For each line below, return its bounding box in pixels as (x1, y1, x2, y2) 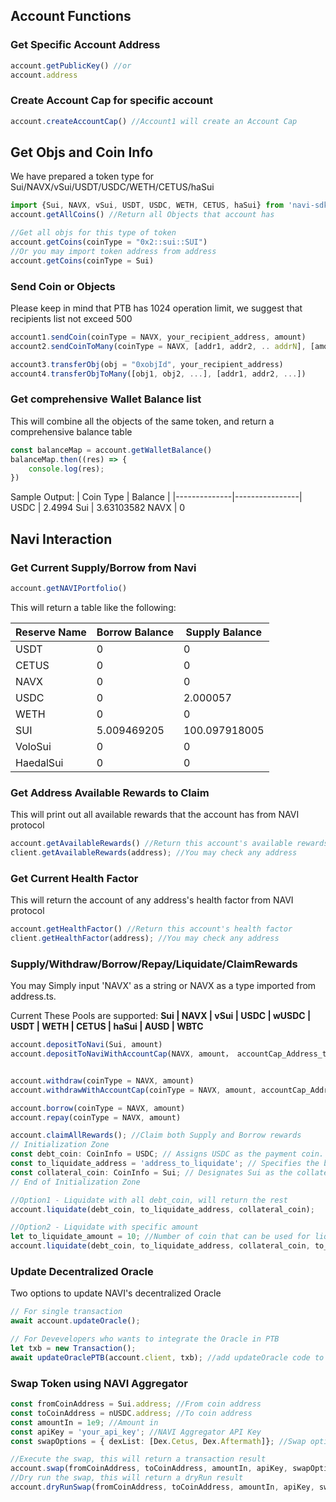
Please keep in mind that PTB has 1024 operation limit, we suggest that (10, 302, 303, 314)
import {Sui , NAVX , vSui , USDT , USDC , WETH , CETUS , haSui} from (10, 200, 284, 211)
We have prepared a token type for (10, 170, 155, 183)
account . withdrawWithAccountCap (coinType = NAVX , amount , (10, 1085, 257, 1095)
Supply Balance (185, 625, 263, 639)
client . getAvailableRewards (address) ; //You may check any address (10, 848, 298, 858)
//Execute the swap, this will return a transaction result (10, 1454, 267, 1464)
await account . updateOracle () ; (10, 1316, 141, 1326)
